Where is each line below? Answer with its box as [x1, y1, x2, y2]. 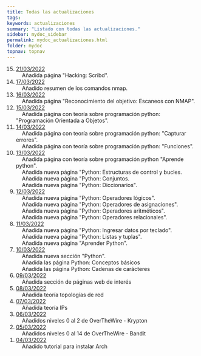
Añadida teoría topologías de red [21, 291, 104, 298]
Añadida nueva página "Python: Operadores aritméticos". [21, 207, 166, 214]
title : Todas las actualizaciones [7, 9, 95, 15]
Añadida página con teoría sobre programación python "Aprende [21, 156, 184, 163]
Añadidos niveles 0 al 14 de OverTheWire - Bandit [21, 329, 146, 337]
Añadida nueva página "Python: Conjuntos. [21, 174, 130, 182]
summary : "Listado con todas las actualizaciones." [7, 26, 140, 32]
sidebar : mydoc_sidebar [7, 32, 67, 38]
